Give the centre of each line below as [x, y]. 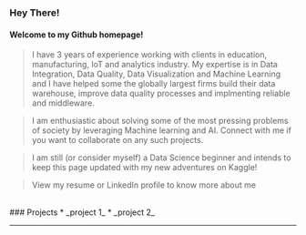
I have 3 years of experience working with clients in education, [149, 55]
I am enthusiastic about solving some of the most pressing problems [160, 121]
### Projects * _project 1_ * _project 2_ [82, 212]
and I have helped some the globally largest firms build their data [153, 84]
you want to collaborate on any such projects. [117, 140]
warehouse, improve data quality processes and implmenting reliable [161, 94]
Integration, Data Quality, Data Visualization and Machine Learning [156, 74]
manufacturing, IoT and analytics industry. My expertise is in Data [154, 65]
